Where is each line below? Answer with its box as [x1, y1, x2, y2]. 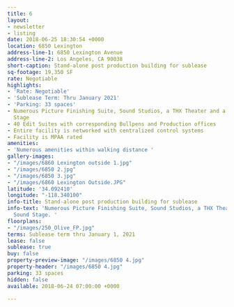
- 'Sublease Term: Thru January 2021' [7, 95, 120, 102]
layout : [7, 17, 30, 24]
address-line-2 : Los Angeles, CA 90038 [7, 56, 123, 63]
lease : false [7, 237, 45, 244]
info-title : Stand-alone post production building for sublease [7, 198, 198, 206]
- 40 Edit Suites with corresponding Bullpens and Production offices [7, 120, 217, 128]
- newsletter [7, 23, 45, 30]
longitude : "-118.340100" [7, 192, 82, 199]
